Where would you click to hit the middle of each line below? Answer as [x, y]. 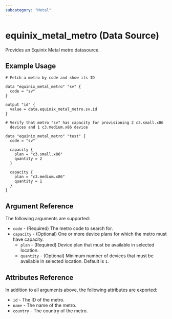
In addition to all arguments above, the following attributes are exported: [81, 290]
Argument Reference [39, 206]
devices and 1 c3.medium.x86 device [49, 127]
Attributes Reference [39, 278]
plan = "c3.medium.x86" [40, 177]
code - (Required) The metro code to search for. [63, 228]
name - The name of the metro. [45, 305]
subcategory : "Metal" [28, 10]
